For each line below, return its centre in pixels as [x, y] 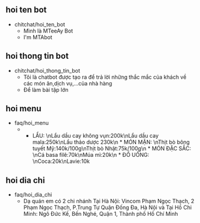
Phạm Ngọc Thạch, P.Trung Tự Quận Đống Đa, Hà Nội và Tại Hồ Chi [108, 207]
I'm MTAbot [38, 37]
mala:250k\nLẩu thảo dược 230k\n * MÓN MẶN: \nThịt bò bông [111, 142]
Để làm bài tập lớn [46, 90]
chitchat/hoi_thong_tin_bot [47, 70]
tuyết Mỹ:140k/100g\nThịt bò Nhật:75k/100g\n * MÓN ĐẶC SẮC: [112, 148]
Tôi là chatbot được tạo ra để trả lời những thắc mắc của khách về [105, 77]
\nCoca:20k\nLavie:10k [61, 161]
